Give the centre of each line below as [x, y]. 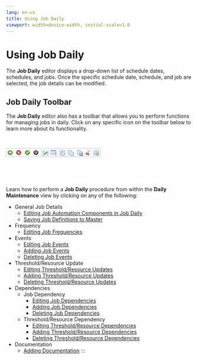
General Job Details [39, 207]
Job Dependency [44, 295]
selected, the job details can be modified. [56, 84]
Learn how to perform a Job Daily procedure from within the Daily [86, 189]
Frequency [28, 226]
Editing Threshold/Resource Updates [68, 269]
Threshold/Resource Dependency [64, 319]
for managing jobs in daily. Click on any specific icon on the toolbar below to [98, 122]
